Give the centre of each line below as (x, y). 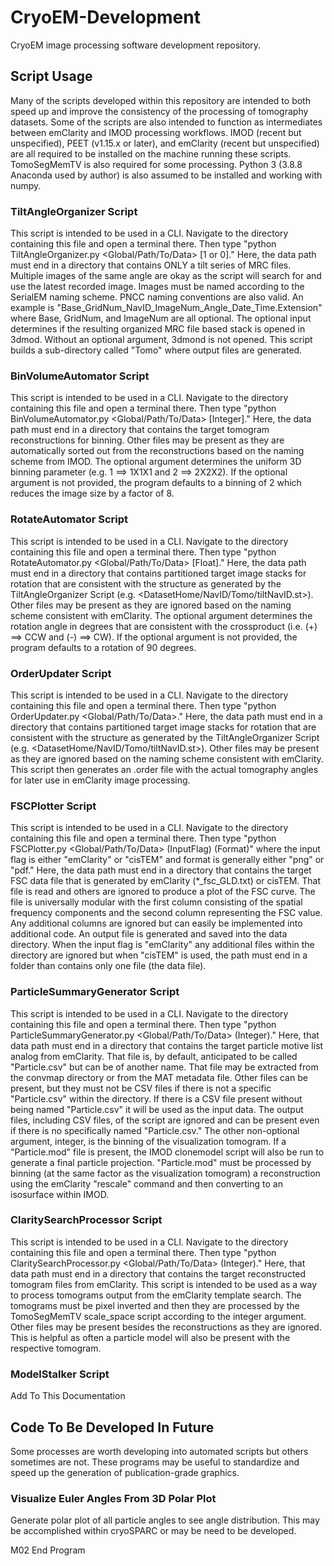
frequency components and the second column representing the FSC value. (166, 913)
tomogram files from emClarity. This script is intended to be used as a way (164, 1284)
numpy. (26, 185)
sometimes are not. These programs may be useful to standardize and (155, 1462)
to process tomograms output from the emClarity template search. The (156, 1295)
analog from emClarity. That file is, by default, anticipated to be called (154, 1056)
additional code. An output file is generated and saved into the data (149, 934)
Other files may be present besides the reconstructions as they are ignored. (166, 1327)
